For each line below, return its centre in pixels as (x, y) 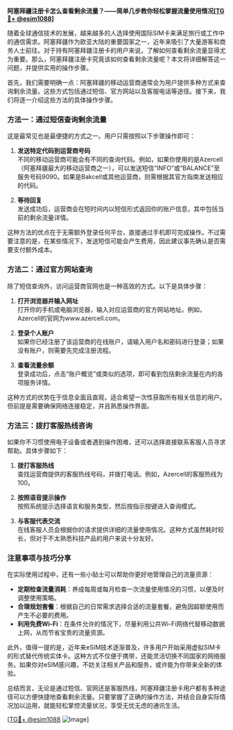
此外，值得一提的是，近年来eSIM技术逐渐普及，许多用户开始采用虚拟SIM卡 (114, 647)
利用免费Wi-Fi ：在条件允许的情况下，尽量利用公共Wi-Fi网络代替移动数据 (121, 624)
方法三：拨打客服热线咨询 (50, 425)
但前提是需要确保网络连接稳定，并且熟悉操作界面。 (80, 406)
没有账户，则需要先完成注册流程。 (66, 350)
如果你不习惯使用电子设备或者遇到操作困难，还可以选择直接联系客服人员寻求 (116, 442)
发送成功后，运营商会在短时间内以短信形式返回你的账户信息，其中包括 (118, 209)
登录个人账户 (35, 333)
